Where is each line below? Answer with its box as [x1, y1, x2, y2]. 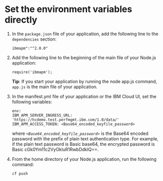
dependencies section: [11, 36, 57, 42]
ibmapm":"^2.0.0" [11, 46, 48, 51]
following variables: [11, 99, 52, 105]
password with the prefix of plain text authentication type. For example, [11, 135, 159, 141]
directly [4, 14, 38, 26]
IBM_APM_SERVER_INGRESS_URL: [11, 113, 73, 118]
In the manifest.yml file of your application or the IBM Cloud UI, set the [11, 93, 157, 99]
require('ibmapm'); [11, 69, 53, 75]
